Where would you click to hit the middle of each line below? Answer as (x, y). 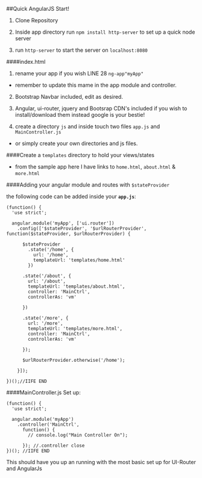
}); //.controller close (53, 445)
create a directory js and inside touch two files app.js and (87, 126)
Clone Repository (36, 20)
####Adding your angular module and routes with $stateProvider (88, 185)
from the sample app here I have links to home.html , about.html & (95, 167)
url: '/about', (47, 281)
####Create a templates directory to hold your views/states (80, 155)
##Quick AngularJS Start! (38, 9)
